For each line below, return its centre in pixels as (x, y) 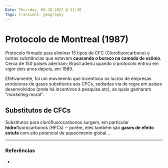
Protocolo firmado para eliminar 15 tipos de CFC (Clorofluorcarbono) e (77, 53)
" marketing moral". (24, 94)
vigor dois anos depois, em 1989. (39, 69)
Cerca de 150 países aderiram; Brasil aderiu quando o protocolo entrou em (82, 63)
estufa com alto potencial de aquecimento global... (58, 133)
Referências (20, 150)
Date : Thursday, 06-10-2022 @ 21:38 (43, 10)
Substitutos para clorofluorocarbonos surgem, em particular (67, 122)
